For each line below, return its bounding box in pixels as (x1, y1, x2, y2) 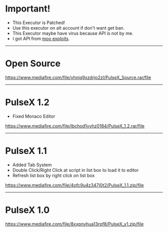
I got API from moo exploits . (12, 36, 70, 42)
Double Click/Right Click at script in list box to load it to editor (12, 167, 139, 173)
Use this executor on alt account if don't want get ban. (12, 25, 125, 31)
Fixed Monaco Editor (12, 113, 55, 119)
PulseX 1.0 (5, 204, 50, 215)
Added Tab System (12, 161, 52, 168)
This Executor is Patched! (12, 20, 65, 26)
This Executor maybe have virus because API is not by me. (12, 30, 133, 36)
